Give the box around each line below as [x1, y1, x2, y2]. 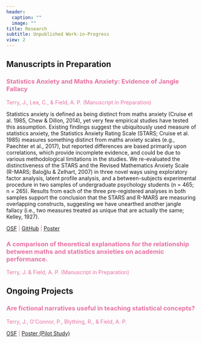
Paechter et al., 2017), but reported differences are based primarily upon [6, 143, 187, 150]
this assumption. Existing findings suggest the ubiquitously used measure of [6, 123, 197, 130]
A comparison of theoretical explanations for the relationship [6, 240, 189, 248]
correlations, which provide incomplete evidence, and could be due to [6, 149, 181, 156]
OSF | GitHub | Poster [6, 225, 60, 232]
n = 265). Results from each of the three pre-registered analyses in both [6, 187, 186, 194]
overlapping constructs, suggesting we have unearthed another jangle [6, 200, 181, 207]
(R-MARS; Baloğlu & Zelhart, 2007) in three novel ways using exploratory [6, 168, 187, 175]
